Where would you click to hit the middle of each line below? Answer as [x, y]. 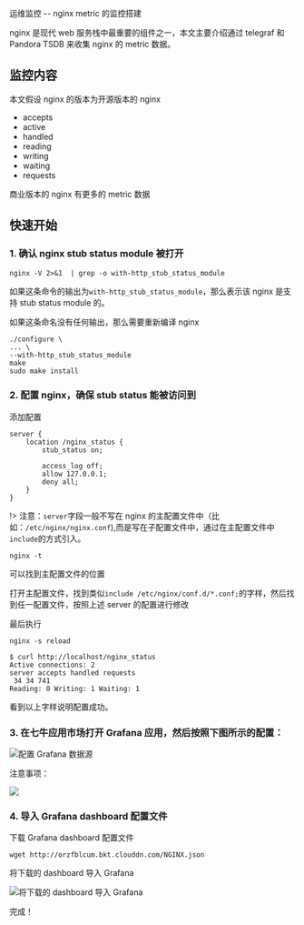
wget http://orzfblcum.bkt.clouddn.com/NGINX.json [107, 855]
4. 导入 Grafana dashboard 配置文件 [88, 817]
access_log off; [73, 466]
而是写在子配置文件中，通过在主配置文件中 [195, 527]
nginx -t [26, 556]
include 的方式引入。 [48, 538]
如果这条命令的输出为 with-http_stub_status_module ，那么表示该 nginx [142, 291]
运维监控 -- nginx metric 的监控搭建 [76, 13]
